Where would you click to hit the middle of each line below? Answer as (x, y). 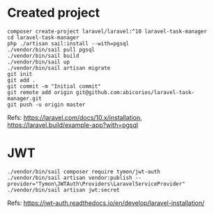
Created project (54, 13)
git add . (22, 80)
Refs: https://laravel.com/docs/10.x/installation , (75, 117)
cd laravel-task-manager (43, 37)
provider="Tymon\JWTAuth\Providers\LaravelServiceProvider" (97, 184)
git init (20, 74)
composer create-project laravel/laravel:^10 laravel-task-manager (107, 31)
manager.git (24, 98)
